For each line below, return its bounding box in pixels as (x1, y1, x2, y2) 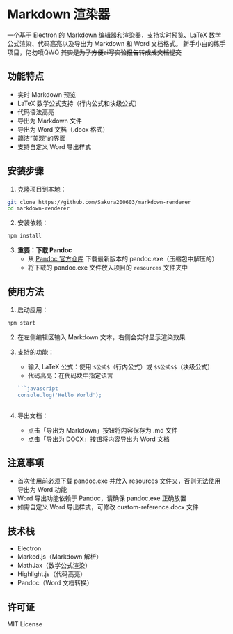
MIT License (7, 620, 43, 628)
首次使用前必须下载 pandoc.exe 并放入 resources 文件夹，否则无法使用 (17, 477, 221, 485)
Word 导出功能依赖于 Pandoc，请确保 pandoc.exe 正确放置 (17, 494, 186, 502)
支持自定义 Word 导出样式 (17, 142, 92, 150)
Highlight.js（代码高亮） (17, 570, 87, 578)
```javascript (17, 385, 58, 392)
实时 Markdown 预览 (17, 90, 77, 98)
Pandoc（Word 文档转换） (17, 579, 93, 587)
